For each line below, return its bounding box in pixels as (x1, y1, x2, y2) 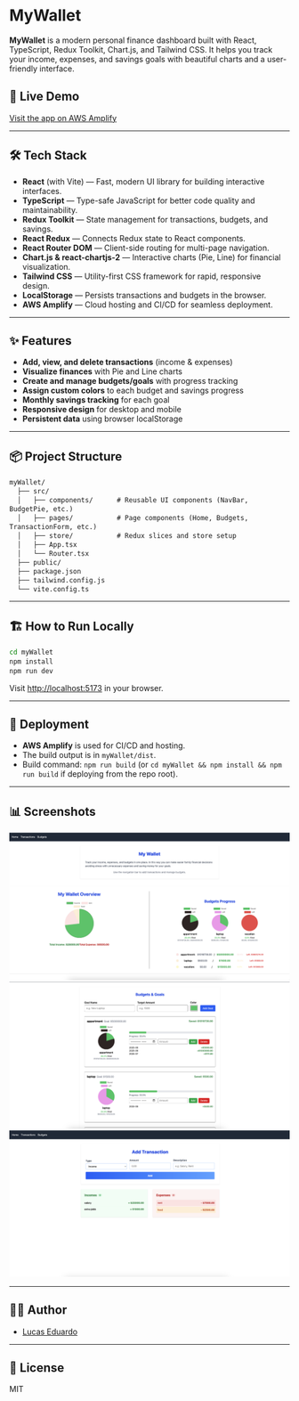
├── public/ (17, 558, 62, 567)
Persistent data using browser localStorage (21, 413, 183, 424)
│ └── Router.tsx (17, 550, 90, 558)
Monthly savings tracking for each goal (21, 395, 170, 405)
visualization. (21, 261, 71, 272)
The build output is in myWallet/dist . (21, 750, 157, 761)
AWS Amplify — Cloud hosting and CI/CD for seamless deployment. (21, 299, 273, 310)
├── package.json (17, 567, 82, 576)
